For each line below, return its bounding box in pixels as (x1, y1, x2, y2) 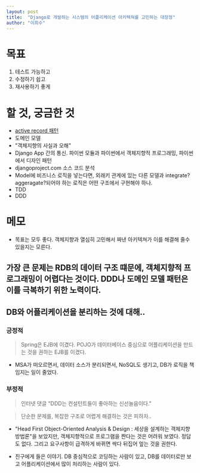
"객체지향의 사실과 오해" (14, 142, 72, 149)
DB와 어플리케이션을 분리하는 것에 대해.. (6, 307, 146, 317)
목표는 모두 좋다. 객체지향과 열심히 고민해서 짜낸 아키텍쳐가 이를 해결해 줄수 (14, 236, 190, 243)
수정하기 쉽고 (14, 76, 46, 83)
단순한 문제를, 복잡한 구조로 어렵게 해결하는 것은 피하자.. (20, 412, 152, 419)
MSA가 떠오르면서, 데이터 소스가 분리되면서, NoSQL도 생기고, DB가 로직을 (14, 361, 188, 369)
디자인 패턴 (26, 157, 52, 164)
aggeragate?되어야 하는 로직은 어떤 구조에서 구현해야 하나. (14, 180, 153, 187)
